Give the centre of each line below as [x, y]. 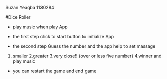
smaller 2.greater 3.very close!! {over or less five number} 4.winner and [87, 56]
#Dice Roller [18, 17]
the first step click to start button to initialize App [63, 36]
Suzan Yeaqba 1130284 [30, 7]
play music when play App [40, 27]
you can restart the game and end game [54, 71]
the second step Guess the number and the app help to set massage [84, 46]
